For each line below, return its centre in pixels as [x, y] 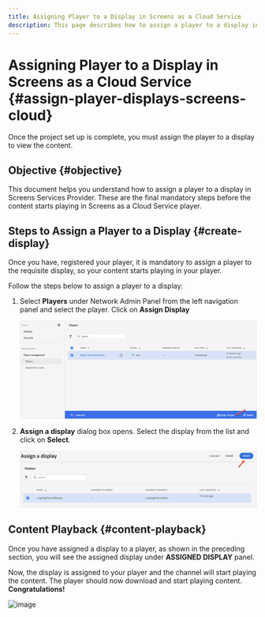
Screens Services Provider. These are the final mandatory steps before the [129, 198]
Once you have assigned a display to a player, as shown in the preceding [127, 548]
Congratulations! [37, 589]
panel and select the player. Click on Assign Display [105, 310]
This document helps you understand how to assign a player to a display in [130, 189]
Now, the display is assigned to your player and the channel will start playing [132, 572]
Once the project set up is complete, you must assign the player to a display [131, 137]
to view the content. [41, 145]
